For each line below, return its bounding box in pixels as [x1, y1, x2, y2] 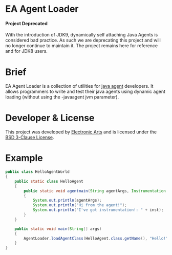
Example [5, 152, 43, 164]
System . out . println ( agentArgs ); [32, 198, 102, 203]
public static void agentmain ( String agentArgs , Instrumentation [24, 188, 166, 193]
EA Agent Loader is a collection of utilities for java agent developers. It [5, 83, 154, 89]
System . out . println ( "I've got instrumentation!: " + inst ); [32, 207, 164, 213]
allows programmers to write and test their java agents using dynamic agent [5, 88, 165, 95]
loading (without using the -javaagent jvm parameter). [5, 94, 119, 100]
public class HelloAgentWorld [5, 169, 70, 174]
